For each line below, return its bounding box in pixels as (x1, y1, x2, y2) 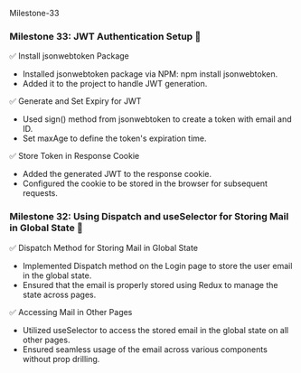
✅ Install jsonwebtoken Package (9, 51, 129, 61)
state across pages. (22, 289, 97, 300)
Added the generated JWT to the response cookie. (22, 169, 212, 180)
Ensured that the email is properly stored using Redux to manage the (22, 279, 278, 290)
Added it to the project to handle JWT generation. (22, 79, 208, 89)
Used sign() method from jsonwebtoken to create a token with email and (22, 114, 292, 125)
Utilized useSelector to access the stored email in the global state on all (22, 324, 289, 335)
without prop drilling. (22, 353, 100, 364)
